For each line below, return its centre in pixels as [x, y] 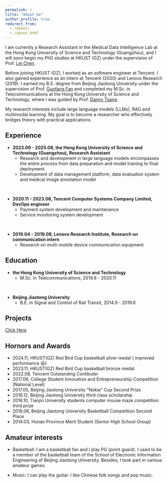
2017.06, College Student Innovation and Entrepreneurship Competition [85, 379]
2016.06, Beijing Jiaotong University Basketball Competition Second [82, 411]
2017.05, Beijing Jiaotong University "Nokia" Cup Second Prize [77, 390]
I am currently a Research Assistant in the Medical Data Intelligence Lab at [82, 47]
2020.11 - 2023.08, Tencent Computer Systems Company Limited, [82, 198]
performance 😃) [29, 363]
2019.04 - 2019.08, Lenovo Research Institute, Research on [75, 234]
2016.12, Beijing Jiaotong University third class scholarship [73, 395]
